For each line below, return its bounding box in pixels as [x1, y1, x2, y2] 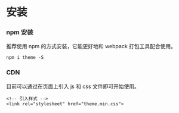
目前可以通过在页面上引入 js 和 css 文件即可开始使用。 [6, 83, 140, 90]
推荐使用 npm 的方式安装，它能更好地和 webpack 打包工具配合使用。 [6, 43, 177, 50]
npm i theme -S [6, 55, 44, 61]
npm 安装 [6, 28, 34, 36]
